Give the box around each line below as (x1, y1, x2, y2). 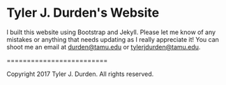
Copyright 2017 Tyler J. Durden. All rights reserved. (6, 70, 154, 78)
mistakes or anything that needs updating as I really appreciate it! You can (6, 35, 219, 43)
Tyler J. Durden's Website (6, 5, 160, 21)
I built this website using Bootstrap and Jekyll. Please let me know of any (6, 28, 216, 36)
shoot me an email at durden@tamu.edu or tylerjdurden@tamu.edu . (6, 42, 201, 51)
